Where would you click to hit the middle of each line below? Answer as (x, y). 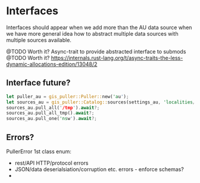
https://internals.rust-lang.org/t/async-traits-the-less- (117, 58)
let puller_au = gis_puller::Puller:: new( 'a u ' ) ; (68, 96)
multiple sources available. (39, 40)
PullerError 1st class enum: (39, 151)
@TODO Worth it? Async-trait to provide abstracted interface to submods (96, 51)
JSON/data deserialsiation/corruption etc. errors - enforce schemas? (99, 169)
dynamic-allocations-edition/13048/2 (52, 64)
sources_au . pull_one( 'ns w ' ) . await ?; (51, 119)
